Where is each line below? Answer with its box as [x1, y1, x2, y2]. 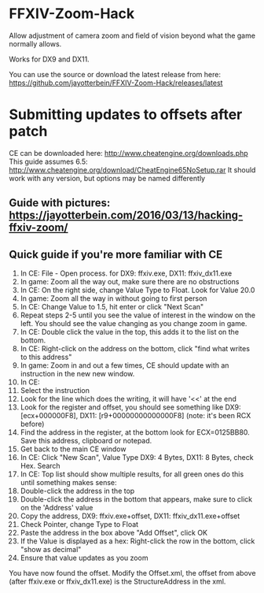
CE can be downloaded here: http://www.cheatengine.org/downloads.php [9, 148, 248, 158]
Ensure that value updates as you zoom [20, 553, 148, 563]
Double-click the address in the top [20, 486, 135, 496]
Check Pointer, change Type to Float [20, 520, 139, 529]
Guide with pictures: [9, 196, 111, 209]
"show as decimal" [20, 545, 82, 554]
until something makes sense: [20, 478, 117, 487]
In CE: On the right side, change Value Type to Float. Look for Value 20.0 [20, 285, 255, 295]
